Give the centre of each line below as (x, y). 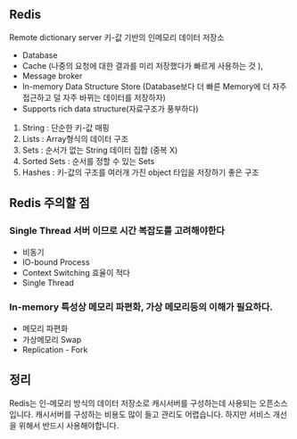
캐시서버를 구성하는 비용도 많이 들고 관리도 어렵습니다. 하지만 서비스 (153, 414)
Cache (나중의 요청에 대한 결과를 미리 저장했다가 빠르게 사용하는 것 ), (142, 65)
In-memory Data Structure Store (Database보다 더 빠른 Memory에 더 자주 (154, 86)
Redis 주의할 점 (49, 203)
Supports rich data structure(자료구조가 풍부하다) (110, 108)
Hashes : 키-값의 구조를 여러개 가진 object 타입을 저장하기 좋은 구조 (140, 172)
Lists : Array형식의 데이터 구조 (75, 138)
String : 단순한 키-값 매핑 (66, 128)
